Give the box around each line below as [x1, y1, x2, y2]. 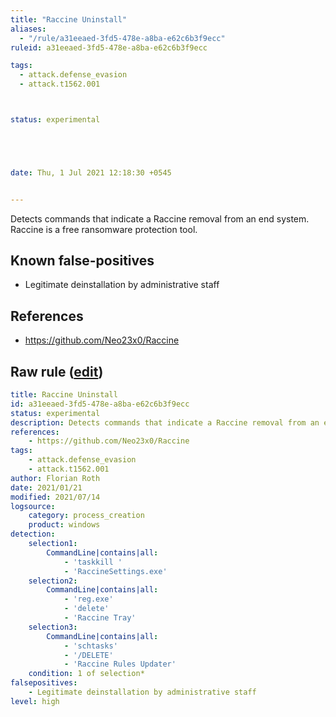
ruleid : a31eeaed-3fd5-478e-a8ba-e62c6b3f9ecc [10, 42, 208, 53]
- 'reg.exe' [63, 594, 114, 605]
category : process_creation [28, 511, 145, 521]
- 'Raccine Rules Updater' [63, 659, 177, 670]
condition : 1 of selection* [28, 669, 145, 679]
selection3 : [28, 622, 78, 632]
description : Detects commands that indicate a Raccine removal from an [10, 417, 320, 428]
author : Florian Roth [10, 473, 101, 483]
